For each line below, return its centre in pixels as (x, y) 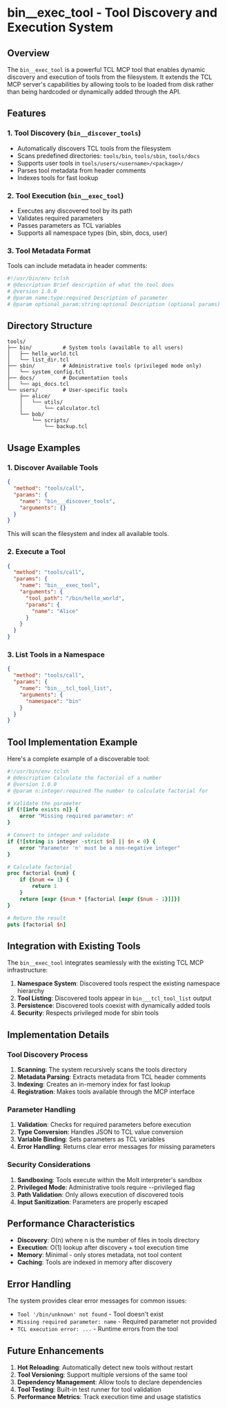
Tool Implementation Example (72, 742)
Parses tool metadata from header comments (81, 170)
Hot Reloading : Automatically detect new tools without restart (105, 1367)
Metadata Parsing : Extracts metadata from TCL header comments (111, 1077)
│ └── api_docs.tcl (38, 384)
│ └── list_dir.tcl (38, 360)
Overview (29, 53)
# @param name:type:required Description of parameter (88, 298)
